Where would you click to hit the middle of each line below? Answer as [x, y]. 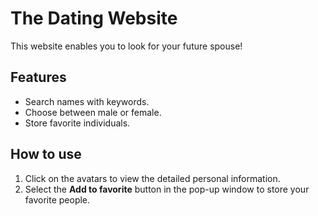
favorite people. [57, 199]
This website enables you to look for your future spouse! [126, 46]
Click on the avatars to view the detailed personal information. [152, 178]
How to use [46, 154]
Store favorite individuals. [77, 123]
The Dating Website [94, 18]
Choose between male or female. [93, 112]
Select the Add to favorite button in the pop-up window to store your [167, 189]
